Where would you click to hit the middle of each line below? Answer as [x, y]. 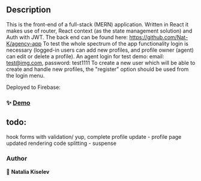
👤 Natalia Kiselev [28, 171]
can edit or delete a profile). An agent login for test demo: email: [85, 56]
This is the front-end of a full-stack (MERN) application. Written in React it [97, 24]
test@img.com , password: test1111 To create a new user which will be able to [101, 63]
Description [28, 10]
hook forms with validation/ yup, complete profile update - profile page [94, 137]
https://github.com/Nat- [158, 37]
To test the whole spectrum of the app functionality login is [116, 43]
